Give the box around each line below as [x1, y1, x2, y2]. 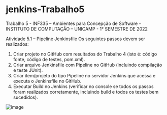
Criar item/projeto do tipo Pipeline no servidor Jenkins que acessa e [13, 72, 156, 78]
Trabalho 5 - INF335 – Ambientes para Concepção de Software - [6, 20, 141, 26]
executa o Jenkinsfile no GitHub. [13, 78, 82, 84]
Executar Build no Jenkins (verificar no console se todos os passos [13, 83, 154, 90]
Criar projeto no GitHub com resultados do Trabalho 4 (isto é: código [13, 51, 157, 57]
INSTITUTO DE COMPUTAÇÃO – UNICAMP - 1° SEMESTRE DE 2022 [6, 25, 148, 32]
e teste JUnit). [13, 67, 43, 73]
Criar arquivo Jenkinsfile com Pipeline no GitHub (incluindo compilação [13, 62, 162, 68]
